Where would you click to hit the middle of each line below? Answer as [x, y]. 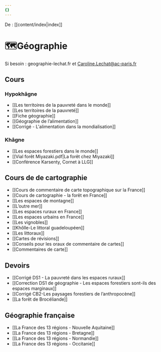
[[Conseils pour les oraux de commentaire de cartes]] [68, 244]
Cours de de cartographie [46, 178]
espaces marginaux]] [34, 288]
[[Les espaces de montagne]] [43, 201]
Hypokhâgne [21, 94]
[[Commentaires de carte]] [40, 249]
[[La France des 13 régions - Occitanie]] [54, 343]
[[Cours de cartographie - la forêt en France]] [59, 195]
